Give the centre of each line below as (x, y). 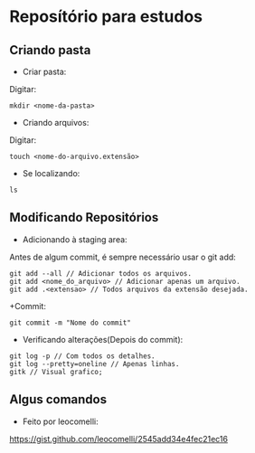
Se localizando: (51, 173)
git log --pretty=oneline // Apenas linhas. (94, 363)
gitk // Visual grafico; (56, 372)
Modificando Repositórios (84, 217)
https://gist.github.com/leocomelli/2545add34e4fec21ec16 (119, 439)
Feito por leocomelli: (60, 421)
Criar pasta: (44, 71)
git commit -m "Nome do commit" (70, 323)
